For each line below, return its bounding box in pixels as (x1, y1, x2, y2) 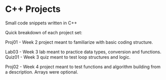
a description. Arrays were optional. (5, 69, 79, 75)
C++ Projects (5, 3, 61, 15)
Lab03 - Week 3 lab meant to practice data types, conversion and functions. (5, 49, 162, 55)
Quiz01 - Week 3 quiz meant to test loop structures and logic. (5, 54, 131, 60)
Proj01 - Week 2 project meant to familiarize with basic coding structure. (5, 39, 153, 45)
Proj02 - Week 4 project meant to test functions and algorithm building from (5, 64, 161, 70)
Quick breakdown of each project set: (5, 29, 83, 35)
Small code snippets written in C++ (5, 20, 78, 26)
